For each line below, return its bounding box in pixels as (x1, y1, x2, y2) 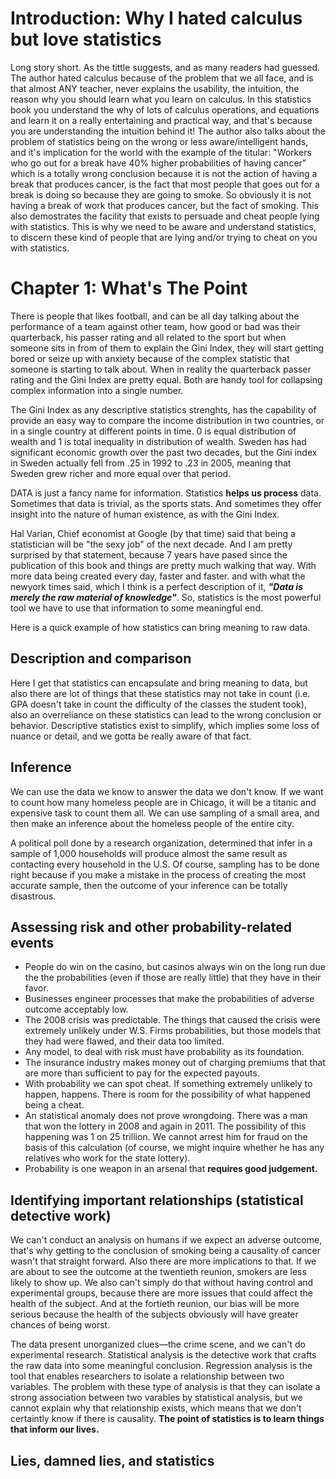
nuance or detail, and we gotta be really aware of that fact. (10, 730, 252, 742)
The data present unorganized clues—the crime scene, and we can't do (10, 1338, 306, 1351)
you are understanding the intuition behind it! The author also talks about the (10, 125, 326, 137)
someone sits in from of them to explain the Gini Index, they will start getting (10, 342, 325, 354)
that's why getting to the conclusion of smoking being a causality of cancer (10, 1245, 322, 1257)
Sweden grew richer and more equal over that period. (10, 467, 232, 479)
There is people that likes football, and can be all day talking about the (10, 310, 300, 322)
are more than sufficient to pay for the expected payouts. (24, 1067, 260, 1079)
